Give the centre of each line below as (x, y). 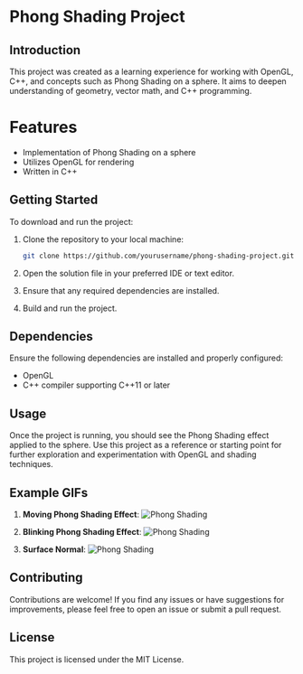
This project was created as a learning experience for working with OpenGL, (151, 71)
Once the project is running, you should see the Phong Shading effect (139, 435)
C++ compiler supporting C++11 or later (96, 385)
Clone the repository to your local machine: (103, 239)
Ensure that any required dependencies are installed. (121, 290)
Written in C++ (50, 171)
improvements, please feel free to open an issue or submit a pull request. (146, 609)
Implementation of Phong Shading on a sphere (109, 152)
